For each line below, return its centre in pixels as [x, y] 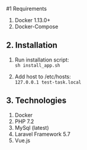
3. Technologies [36, 101]
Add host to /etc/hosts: [43, 76]
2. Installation [32, 45]
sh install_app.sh [37, 65]
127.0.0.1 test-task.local [48, 82]
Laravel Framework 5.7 [43, 134]
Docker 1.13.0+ [33, 20]
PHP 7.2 [24, 121]
